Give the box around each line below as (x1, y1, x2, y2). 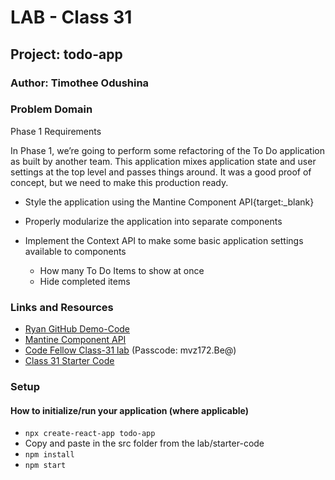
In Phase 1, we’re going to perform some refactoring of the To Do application (10, 144, 325, 156)
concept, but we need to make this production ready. (10, 176, 229, 188)
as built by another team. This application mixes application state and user (10, 155, 317, 167)
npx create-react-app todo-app (24, 429, 156, 439)
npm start (24, 461, 67, 471)
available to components (24, 245, 127, 257)
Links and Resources (10, 300, 114, 314)
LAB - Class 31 (10, 6, 133, 29)
